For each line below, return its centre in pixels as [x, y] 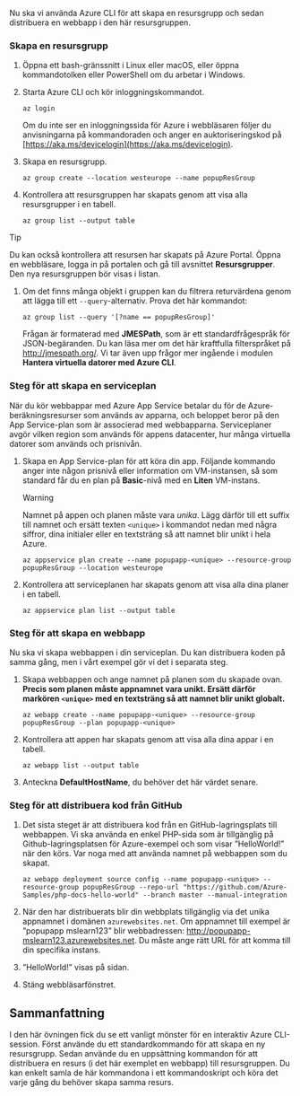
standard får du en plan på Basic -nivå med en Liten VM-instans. [141, 480]
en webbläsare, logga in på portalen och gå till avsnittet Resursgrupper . [142, 265]
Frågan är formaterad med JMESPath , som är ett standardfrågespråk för [156, 334]
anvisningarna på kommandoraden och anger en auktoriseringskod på [152, 135]
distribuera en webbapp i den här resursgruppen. [100, 22]
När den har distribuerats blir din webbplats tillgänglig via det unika [146, 912]
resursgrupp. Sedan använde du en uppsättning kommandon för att [133, 1053]
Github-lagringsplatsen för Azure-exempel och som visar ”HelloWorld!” [153, 844]
